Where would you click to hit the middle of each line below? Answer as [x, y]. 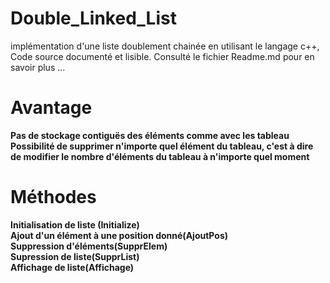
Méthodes [53, 197]
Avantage [51, 108]
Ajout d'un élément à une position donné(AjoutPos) [119, 235]
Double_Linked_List [93, 18]
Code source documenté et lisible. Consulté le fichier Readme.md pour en [162, 56]
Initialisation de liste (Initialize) [75, 224]
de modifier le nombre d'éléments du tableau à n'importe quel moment [160, 156]
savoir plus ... [38, 67]
